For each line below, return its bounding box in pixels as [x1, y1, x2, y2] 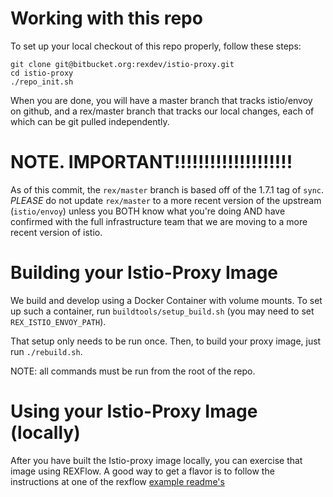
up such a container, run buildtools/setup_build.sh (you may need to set [10, 305, 315, 317]
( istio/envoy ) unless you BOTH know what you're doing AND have [10, 205, 286, 217]
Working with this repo [10, 7, 203, 30]
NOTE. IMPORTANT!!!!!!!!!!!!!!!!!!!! [10, 151, 293, 174]
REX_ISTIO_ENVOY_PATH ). [10, 315, 107, 327]
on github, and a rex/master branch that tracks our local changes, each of [10, 105, 315, 117]
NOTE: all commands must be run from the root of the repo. [10, 365, 256, 377]
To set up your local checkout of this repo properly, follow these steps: [10, 40, 302, 52]
